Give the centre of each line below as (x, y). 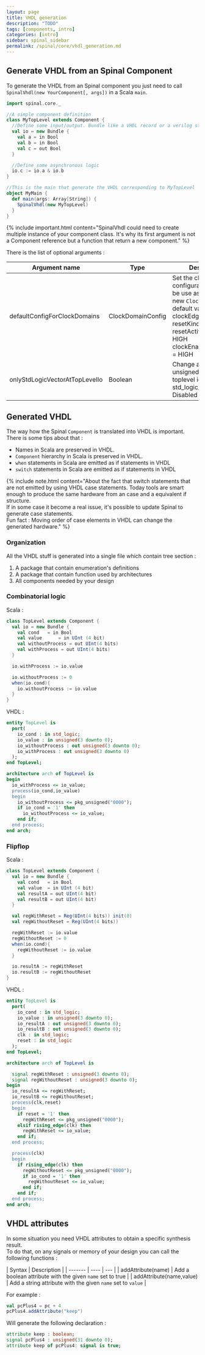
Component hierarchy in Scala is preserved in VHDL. (79, 456)
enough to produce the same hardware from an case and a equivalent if (97, 494)
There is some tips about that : (45, 438)
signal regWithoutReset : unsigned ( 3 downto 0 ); (75, 1080)
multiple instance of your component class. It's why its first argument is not (101, 234)
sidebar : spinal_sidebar (38, 40)
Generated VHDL (39, 417)
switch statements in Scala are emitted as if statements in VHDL (95, 469)
